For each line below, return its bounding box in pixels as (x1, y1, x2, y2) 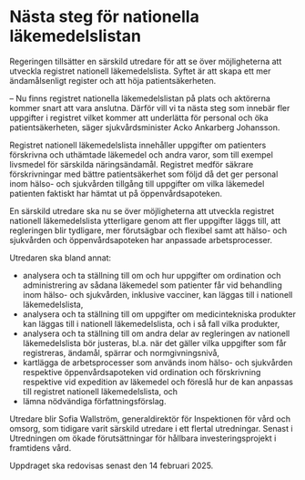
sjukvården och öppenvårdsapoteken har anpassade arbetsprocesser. (9, 234, 273, 245)
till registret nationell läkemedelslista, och (22, 385, 178, 397)
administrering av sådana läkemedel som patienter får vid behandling (22, 280, 282, 291)
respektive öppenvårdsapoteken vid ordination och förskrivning (22, 366, 261, 377)
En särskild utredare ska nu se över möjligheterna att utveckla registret (9, 205, 275, 216)
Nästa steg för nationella (9, 6, 200, 27)
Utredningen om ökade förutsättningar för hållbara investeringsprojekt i (9, 433, 277, 444)
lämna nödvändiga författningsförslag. (22, 395, 167, 406)
